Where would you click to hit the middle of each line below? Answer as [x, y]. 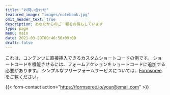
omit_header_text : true [31, 19]
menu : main [17, 33]
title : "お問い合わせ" [27, 10]
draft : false [19, 43]
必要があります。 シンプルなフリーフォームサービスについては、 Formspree [83, 70]
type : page [17, 29]
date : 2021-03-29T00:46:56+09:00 [41, 38]
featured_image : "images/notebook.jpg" [48, 15]
